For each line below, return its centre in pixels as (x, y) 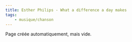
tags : (11, 15)
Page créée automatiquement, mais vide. (49, 34)
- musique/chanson (34, 19)
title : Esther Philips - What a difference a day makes (66, 10)
